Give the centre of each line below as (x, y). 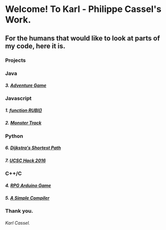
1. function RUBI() (24, 110)
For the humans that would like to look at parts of (83, 38)
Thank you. (19, 211)
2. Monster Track (23, 123)
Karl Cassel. (18, 223)
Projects (15, 60)
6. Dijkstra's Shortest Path (33, 148)
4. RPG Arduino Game (28, 185)
